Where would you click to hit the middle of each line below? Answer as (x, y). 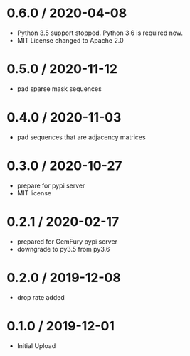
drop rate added (41, 297)
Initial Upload (36, 345)
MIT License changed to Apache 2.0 (70, 40)
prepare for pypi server (51, 185)
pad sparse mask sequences (59, 88)
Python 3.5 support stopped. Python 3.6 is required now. (100, 33)
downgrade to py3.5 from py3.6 (63, 249)
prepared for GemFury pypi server (67, 241)
